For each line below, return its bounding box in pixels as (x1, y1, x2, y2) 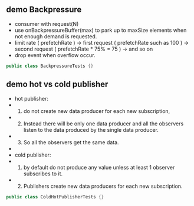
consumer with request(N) (14, 20, 79, 27)
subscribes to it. (23, 170, 63, 177)
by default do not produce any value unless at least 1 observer (23, 164, 175, 171)
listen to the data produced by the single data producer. (23, 126, 159, 133)
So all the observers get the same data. (23, 138, 119, 146)
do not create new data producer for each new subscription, (23, 107, 170, 114)
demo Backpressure (6, 5, 82, 15)
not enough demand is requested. (14, 32, 97, 40)
